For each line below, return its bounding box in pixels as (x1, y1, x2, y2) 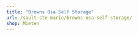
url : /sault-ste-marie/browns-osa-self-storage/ (6, 15, 133, 21)
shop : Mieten (6, 20, 40, 26)
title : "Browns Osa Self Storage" (6, 9, 95, 15)
